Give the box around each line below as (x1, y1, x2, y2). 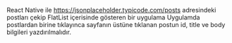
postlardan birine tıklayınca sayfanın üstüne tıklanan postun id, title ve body (6, 21, 226, 28)
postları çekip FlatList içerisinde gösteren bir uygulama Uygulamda (6, 13, 200, 21)
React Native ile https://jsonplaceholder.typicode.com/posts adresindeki (6, 6, 216, 14)
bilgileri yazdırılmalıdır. (6, 28, 72, 36)
